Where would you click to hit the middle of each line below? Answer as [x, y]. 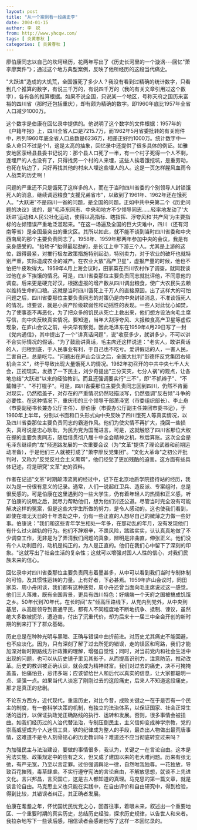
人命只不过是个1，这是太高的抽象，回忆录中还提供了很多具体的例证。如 [97, 145]
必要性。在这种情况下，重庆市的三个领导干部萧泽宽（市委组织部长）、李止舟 [97, 400]
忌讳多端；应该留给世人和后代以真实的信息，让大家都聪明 [116, 673]
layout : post [22, 11]
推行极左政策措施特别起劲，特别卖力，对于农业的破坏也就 [116, 253]
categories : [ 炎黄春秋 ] [36, 45]
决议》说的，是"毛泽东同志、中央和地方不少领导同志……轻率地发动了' [100, 209]
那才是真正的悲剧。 [29, 688]
